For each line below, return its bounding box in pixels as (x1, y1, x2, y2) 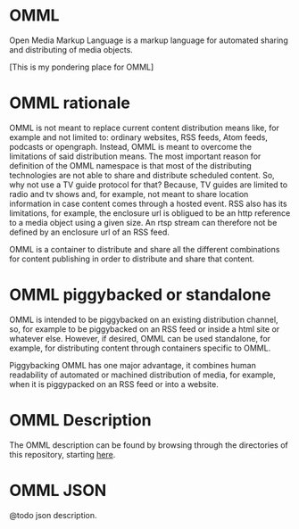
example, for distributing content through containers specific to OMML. (9, 343, 271, 353)
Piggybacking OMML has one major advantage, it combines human (9, 360, 256, 370)
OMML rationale (9, 93, 131, 113)
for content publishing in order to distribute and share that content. (9, 253, 255, 264)
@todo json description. (9, 509, 97, 520)
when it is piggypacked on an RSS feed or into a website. (9, 378, 219, 389)
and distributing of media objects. (9, 44, 134, 54)
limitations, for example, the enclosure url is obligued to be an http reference (9, 207, 291, 219)
